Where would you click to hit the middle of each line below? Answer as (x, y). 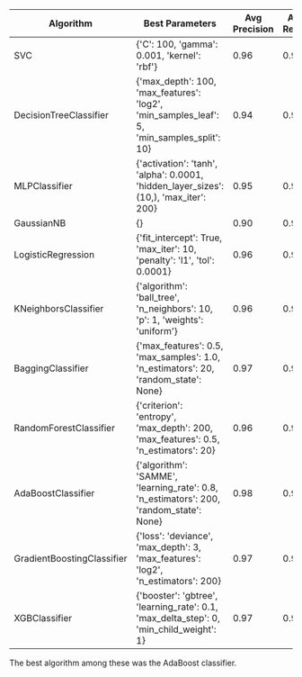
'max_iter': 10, (166, 249)
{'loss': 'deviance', (175, 536)
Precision (253, 29)
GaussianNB (40, 223)
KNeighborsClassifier (59, 308)
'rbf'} (147, 67)
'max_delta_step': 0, (178, 618)
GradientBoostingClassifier (71, 559)
